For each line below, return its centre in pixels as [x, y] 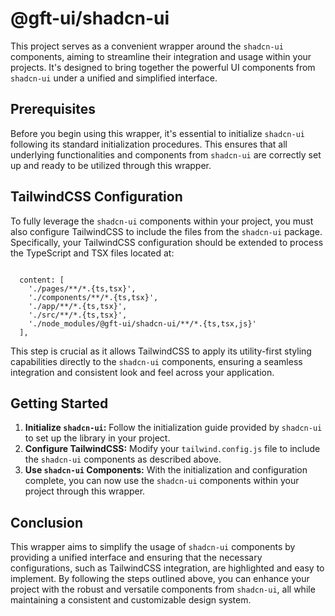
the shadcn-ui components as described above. [123, 459]
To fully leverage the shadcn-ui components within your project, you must [162, 221]
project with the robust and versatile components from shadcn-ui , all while [163, 589]
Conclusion [47, 522]
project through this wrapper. [85, 491]
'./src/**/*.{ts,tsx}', [78, 315]
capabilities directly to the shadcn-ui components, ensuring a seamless [156, 361]
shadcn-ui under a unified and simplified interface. [114, 78]
